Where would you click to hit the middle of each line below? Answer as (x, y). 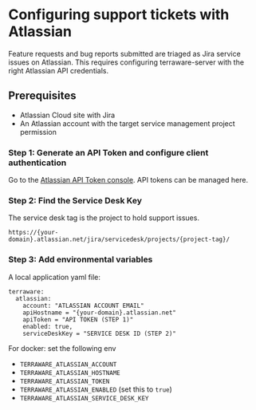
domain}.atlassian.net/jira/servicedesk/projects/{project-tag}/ (119, 240)
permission (38, 132)
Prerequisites (42, 96)
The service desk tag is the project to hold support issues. (104, 218)
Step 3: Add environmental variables (81, 259)
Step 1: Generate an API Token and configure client (108, 152)
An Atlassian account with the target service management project (127, 123)
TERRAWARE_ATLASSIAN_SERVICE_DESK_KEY (84, 398)
